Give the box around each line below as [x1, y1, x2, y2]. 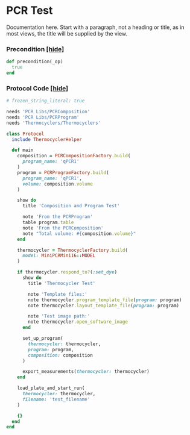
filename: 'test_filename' [22, 396, 90, 402]
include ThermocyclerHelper [11, 136, 83, 142]
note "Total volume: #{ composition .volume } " [22, 230, 136, 237]
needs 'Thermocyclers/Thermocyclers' [6, 120, 101, 126]
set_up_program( [22, 336, 63, 342]
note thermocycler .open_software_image [28, 319, 128, 325]
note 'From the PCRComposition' [22, 225, 104, 231]
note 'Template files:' [28, 291, 87, 297]
